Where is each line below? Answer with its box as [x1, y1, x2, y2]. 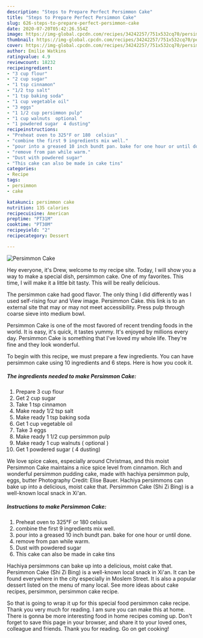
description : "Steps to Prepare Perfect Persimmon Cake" [7, 8, 153, 15]
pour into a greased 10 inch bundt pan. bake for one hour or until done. [15, 531, 192, 539]
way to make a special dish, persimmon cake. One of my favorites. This [7, 273, 184, 280]
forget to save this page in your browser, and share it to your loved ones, [7, 619, 187, 626]
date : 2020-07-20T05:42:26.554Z [7, 25, 88, 32]
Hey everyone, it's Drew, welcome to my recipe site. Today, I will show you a [7, 266, 196, 273]
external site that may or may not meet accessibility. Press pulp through [7, 303, 185, 311]
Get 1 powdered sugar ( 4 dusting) [15, 446, 101, 453]
